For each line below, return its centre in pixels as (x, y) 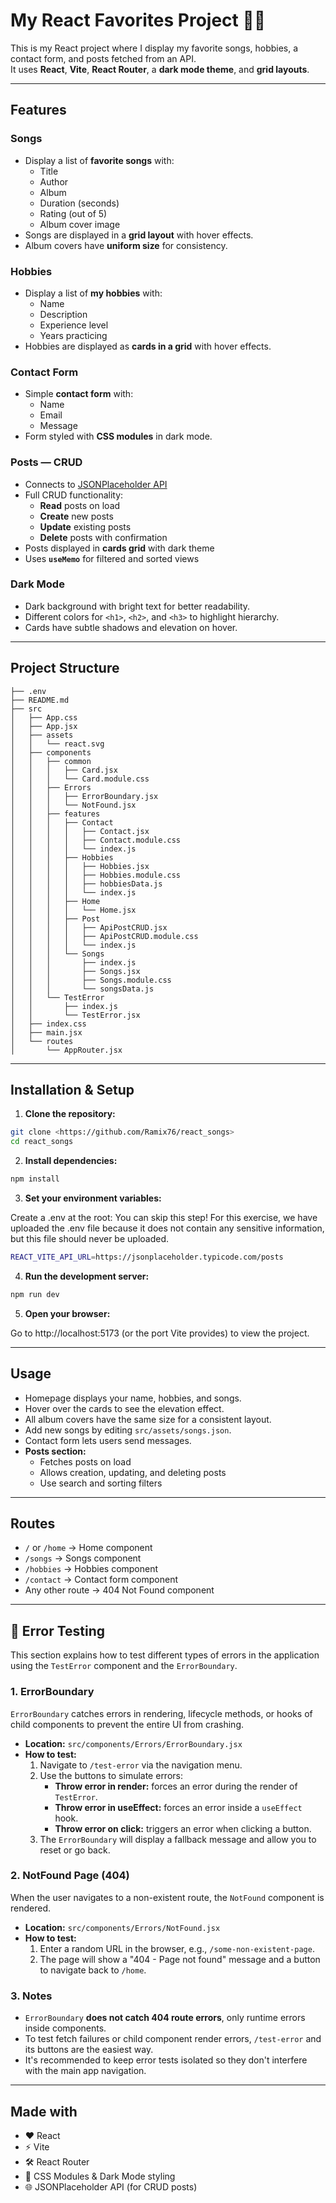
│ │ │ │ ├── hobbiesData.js (86, 884)
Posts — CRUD (46, 462)
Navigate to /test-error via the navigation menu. (141, 1765)
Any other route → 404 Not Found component (119, 1590)
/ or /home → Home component (88, 1548)
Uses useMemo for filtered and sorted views (112, 558)
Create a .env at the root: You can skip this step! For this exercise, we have (164, 1218)
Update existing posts (85, 526)
